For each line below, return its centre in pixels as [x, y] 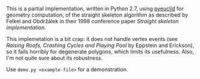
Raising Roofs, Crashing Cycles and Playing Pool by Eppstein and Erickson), [100, 45]
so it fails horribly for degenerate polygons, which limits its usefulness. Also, [100, 52]
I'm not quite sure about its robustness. [54, 58]
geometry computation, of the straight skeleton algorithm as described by [97, 15]
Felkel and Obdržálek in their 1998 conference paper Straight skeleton [93, 21]
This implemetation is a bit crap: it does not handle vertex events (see [92, 39]
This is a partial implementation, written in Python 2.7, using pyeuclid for [95, 9]
